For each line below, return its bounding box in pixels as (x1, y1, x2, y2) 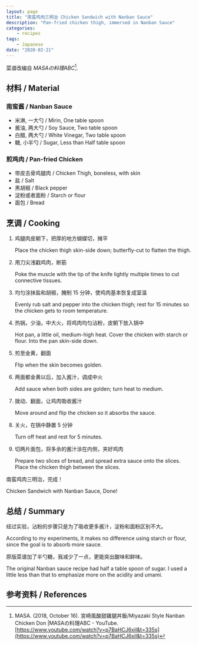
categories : (6, 25, 35, 31)
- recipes (16, 31, 41, 37)
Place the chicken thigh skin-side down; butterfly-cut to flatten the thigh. (14, 247, 192, 254)
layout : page (6, 8, 38, 15)
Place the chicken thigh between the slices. (14, 464, 121, 471)
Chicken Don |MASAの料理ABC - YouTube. (14, 619, 119, 626)
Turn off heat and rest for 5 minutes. (14, 433, 103, 440)
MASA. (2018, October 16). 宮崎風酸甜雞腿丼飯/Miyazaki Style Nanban (14, 612, 185, 619)
